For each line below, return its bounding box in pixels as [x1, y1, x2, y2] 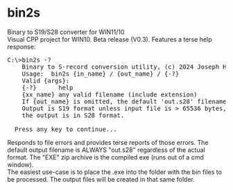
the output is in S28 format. [21, 111, 125, 119]
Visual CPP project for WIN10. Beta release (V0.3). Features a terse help [7, 35, 212, 43]
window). [7, 160, 34, 169]
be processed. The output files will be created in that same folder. [7, 175, 196, 183]
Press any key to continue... [14, 125, 117, 133]
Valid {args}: [21, 76, 70, 85]
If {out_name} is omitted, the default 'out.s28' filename [21, 97, 227, 105]
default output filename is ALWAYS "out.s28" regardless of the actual [7, 146, 206, 154]
